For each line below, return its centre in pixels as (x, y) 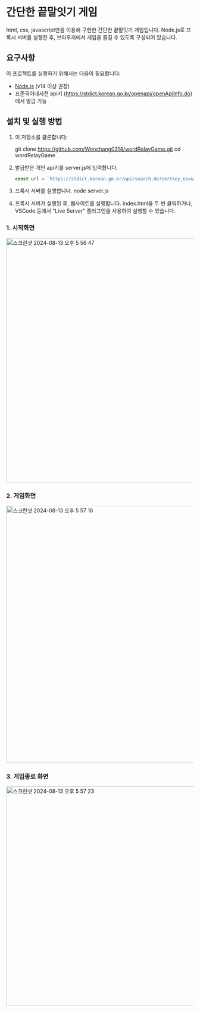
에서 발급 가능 (31, 101)
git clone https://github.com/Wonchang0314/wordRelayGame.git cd (98, 149)
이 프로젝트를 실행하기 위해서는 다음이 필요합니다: (63, 73)
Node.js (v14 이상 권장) (42, 86)
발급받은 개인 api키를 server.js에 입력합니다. (66, 167)
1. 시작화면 (21, 228)
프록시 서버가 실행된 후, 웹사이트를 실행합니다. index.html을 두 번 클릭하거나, (104, 204)
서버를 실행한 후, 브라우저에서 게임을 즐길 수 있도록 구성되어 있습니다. (97, 37)
